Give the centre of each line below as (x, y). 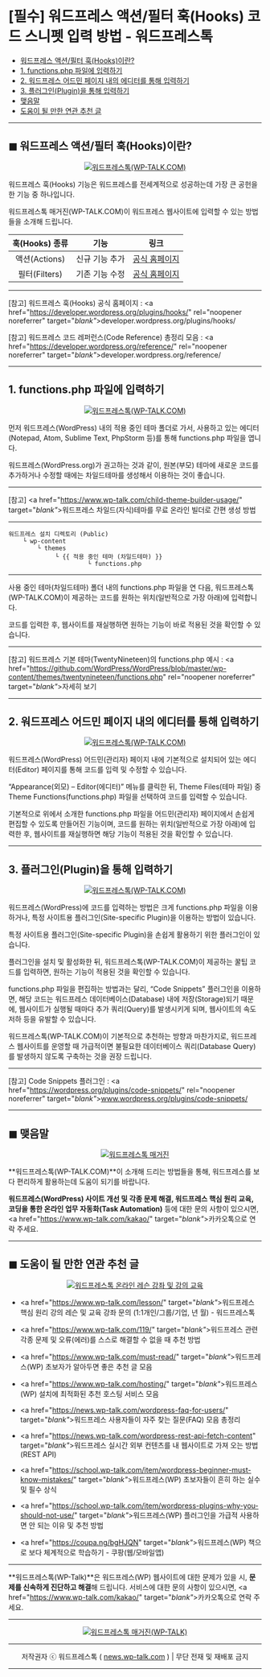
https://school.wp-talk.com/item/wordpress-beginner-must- (151, 1469)
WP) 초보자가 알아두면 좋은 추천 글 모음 (91, 1366)
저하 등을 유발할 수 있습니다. (52, 1019)
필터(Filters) (40, 274)
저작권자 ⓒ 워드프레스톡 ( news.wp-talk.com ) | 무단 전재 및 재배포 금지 (135, 1656)
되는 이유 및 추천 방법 (71, 1525)
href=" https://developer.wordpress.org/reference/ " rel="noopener (118, 346)
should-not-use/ (47, 1515)
